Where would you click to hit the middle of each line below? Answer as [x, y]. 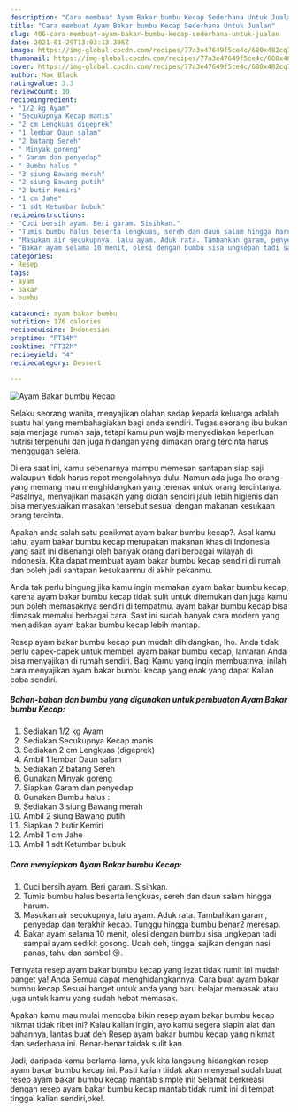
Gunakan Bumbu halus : [66, 797]
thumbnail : [30, 58]
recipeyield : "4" [42, 354]
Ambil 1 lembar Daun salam [72, 759]
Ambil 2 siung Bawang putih [74, 816]
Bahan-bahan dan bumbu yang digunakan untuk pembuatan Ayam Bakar [149, 700]
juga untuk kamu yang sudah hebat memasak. [94, 999]
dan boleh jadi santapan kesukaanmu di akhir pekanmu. [111, 570]
